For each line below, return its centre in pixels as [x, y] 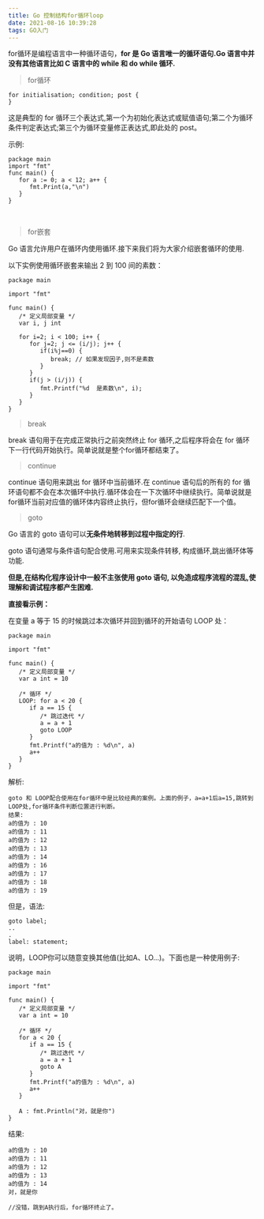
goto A [50, 1067]
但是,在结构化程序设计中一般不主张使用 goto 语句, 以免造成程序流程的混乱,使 [132, 578]
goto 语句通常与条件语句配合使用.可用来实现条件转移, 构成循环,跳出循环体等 [131, 551]
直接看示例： [29, 604]
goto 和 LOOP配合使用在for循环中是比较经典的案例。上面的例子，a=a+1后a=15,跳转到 [131, 799]
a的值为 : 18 [28, 882]
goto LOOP [56, 730]
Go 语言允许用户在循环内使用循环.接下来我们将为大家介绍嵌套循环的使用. [126, 249]
